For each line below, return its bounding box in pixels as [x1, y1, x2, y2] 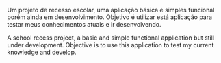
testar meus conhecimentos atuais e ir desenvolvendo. [7, 21, 161, 28]
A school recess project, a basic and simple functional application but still [7, 34, 214, 42]
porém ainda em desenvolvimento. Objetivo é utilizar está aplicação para [7, 13, 213, 21]
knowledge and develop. [7, 48, 77, 56]
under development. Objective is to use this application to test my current [7, 41, 214, 49]
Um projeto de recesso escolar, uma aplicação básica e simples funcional [7, 6, 215, 14]
